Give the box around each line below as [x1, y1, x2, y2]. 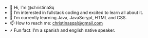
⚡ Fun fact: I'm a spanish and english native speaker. [9, 27, 115, 33]
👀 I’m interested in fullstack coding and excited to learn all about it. [9, 10, 144, 15]
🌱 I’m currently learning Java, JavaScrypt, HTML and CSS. [9, 15, 127, 20]
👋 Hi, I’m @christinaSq [9, 5, 55, 10]
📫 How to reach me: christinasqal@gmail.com [9, 20, 103, 26]
